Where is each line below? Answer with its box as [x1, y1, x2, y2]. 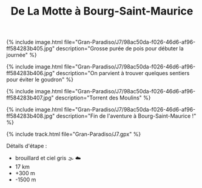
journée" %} [6, 52, 38, 59]
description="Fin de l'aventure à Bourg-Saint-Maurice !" [56, 112, 197, 119]
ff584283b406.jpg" [6, 70, 55, 77]
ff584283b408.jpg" [6, 112, 55, 119]
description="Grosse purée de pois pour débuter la [56, 45, 184, 52]
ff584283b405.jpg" [6, 45, 55, 52]
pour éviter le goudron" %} [6, 76, 74, 83]
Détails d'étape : [6, 143, 47, 150]
